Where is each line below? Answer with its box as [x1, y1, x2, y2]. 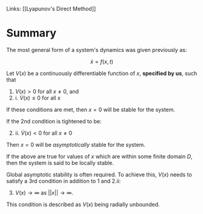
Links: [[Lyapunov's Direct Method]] [6, 5, 96, 12]
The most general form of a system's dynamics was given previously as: [6, 46, 187, 53]
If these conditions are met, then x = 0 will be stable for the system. [6, 106, 176, 113]
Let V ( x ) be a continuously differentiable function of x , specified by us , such [6, 70, 198, 77]
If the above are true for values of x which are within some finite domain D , [6, 152, 193, 160]
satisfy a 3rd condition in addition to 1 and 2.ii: [6, 177, 121, 184]
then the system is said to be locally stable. [6, 159, 114, 166]
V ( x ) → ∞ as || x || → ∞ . [15, 189, 74, 196]
